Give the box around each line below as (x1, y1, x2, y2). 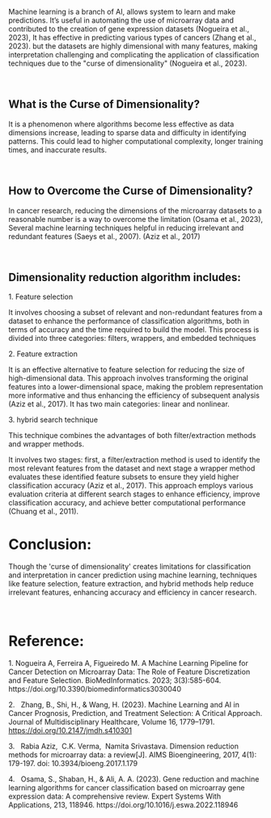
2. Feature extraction (8, 349, 78, 359)
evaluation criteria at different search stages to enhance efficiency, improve (8, 489, 260, 499)
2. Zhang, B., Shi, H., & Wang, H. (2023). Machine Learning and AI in (8, 700, 240, 709)
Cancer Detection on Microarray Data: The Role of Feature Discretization (8, 667, 251, 677)
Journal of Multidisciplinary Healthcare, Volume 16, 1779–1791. (8, 717, 215, 727)
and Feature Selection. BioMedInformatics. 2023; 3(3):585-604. (8, 675, 222, 685)
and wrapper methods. (8, 439, 85, 449)
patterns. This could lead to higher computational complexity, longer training (8, 136, 264, 146)
